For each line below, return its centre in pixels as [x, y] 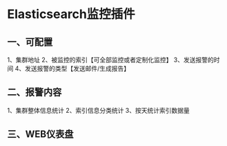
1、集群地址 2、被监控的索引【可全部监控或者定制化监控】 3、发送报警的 [110, 60]
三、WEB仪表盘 [40, 135]
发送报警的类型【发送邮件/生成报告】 [77, 69]
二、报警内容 [34, 92]
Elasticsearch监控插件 [71, 14]
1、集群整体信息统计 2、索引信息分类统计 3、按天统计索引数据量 [98, 110]
